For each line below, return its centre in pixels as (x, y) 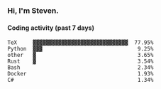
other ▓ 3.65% (80, 56)
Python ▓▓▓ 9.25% (80, 49)
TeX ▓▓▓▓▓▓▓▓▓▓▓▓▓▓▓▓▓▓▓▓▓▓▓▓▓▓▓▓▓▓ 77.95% (80, 43)
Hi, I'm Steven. (33, 11)
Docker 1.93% (80, 74)
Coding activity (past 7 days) (51, 28)
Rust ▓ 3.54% (80, 62)
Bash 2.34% (80, 68)
